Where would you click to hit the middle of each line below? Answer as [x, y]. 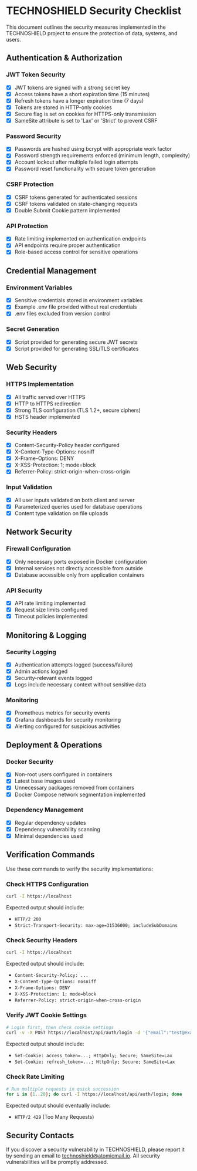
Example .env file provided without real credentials [76, 307]
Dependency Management [45, 810]
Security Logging [31, 652]
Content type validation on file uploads [61, 513]
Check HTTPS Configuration [47, 884]
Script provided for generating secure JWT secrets [76, 342]
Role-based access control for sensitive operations [76, 252]
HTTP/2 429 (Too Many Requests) [54, 1117]
